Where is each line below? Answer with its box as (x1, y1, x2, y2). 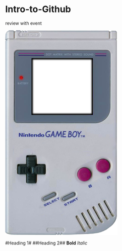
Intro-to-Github (5, 4, 72, 15)
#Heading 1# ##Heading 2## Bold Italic (5, 240, 88, 246)
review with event (5, 20, 42, 26)
